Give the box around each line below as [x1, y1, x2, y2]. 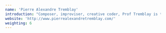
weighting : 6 [5, 20, 32, 26]
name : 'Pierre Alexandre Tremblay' [5, 7, 79, 12]
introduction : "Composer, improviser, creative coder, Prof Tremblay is [5, 12, 158, 16]
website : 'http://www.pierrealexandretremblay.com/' [5, 16, 116, 21]
